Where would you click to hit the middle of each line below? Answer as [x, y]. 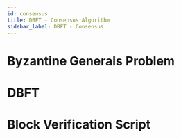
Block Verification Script [79, 124]
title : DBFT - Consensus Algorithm [59, 20]
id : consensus [28, 14]
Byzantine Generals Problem [91, 61]
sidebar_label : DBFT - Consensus [55, 26]
